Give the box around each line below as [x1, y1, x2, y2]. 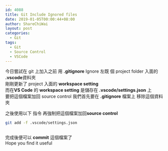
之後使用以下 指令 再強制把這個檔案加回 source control [5, 110, 118, 116]
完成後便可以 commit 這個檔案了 [5, 134, 73, 140]
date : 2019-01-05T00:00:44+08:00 [5, 17, 75, 22]
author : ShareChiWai [5, 21, 49, 27]
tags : [5, 40, 17, 45]
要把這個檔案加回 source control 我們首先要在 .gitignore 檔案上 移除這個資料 [5, 93, 163, 99]
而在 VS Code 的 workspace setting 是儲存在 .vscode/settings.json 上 [5, 87, 152, 93]
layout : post [5, 26, 33, 31]
